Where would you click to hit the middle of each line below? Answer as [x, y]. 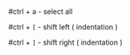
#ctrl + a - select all [41, 12]
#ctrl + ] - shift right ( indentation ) [65, 42]
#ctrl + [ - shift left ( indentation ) [63, 27]
